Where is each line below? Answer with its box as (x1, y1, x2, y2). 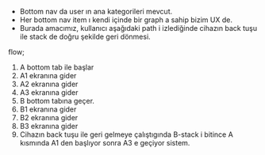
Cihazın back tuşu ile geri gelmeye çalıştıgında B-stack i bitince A (19, 130, 234, 139)
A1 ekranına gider (19, 71, 77, 80)
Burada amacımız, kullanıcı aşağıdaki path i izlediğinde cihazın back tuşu (19, 24, 258, 32)
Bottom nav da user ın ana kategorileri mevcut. (19, 7, 173, 16)
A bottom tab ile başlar (19, 62, 94, 72)
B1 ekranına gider (19, 104, 77, 114)
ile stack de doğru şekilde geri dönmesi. (19, 32, 151, 41)
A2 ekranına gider (19, 79, 79, 89)
